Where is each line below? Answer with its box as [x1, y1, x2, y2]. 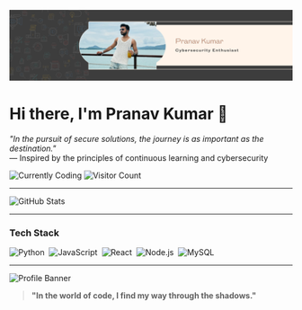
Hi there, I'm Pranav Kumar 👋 [9, 104, 228, 124]
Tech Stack [9, 226, 60, 239]
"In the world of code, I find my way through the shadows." [31, 290, 257, 301]
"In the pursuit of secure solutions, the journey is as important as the [9, 133, 264, 144]
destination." [9, 143, 57, 154]
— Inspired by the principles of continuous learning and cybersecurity [9, 152, 269, 163]
